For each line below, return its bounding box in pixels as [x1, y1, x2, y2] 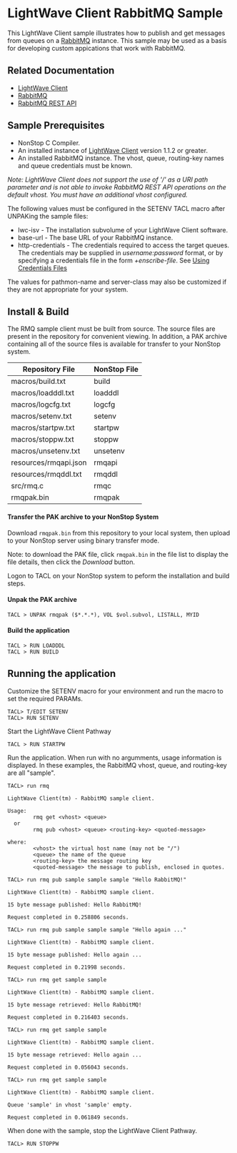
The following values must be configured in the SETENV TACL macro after [7, 204, 226, 212]
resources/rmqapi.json [11, 457, 87, 467]
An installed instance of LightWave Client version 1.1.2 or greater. [17, 146, 208, 154]
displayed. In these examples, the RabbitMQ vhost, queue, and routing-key [7, 761, 227, 769]
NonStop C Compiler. [17, 138, 81, 147]
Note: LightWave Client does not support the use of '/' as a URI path [7, 175, 208, 184]
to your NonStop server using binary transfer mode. [7, 536, 159, 545]
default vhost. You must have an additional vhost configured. [7, 190, 188, 199]
